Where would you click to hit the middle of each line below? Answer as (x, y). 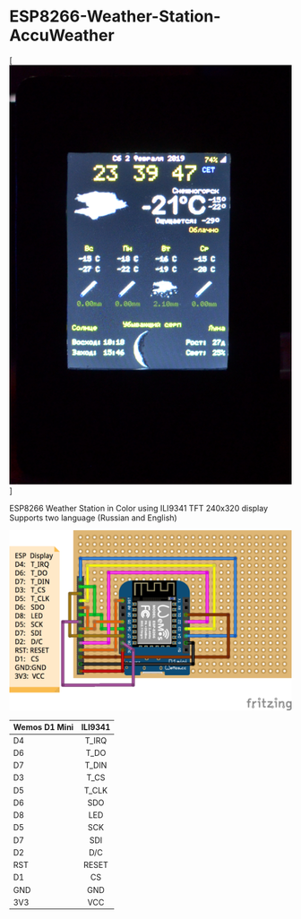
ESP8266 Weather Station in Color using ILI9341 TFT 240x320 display (139, 508)
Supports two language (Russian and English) (93, 518)
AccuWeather (62, 35)
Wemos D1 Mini (43, 727)
